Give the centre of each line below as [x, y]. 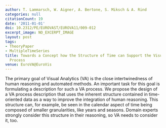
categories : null [23, 14]
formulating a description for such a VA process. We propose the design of [81, 89]
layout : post [19, 37]
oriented [14, 99]
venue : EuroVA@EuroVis [28, 64]
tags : [11, 42]
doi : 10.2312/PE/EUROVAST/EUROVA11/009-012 [51, 28]
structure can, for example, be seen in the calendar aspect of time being [79, 105]
